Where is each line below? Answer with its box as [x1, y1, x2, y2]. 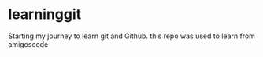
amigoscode [8, 39, 49, 48]
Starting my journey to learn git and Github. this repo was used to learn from [8, 31, 256, 41]
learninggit [8, 5, 82, 23]
